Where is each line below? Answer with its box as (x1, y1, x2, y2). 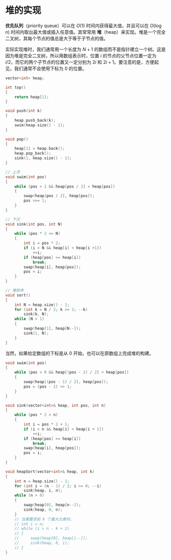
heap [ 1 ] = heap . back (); (14, 146, 65, 151)
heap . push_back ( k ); (14, 118, 56, 123)
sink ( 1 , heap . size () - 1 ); (14, 155, 72, 161)
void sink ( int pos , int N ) (5, 221, 63, 227)
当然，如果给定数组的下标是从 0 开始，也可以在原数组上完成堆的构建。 (5, 350, 154, 356)
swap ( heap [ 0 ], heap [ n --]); (23, 502, 81, 508)
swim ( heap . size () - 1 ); (14, 122, 65, 128)
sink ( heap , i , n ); (23, 488, 63, 494)
